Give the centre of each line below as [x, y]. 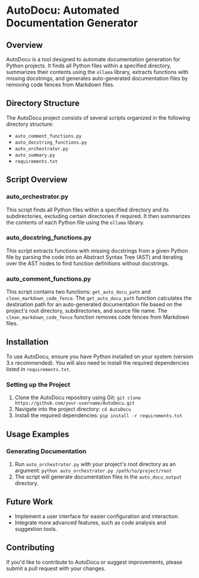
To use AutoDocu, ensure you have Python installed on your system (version [100, 356]
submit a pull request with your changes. [56, 568]
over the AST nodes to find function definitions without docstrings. [88, 263]
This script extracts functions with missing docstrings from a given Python [97, 250]
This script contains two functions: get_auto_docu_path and [79, 292]
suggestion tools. [36, 529]
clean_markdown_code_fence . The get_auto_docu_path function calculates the [99, 298]
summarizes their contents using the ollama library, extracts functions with [97, 72]
